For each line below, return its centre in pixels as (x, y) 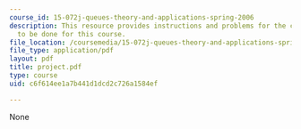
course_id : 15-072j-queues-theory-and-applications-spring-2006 (132, 17)
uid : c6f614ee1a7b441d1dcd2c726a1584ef (84, 84)
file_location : (38, 42)
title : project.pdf (46, 68)
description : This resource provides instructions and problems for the (148, 26)
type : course (34, 76)
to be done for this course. (72, 34)
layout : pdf (31, 59)
